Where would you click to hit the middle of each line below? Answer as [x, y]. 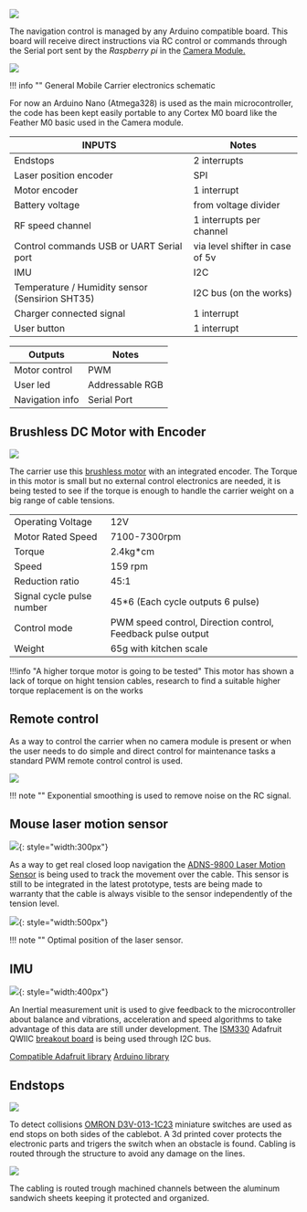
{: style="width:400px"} [64, 992]
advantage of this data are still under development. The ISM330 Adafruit [146, 1029]
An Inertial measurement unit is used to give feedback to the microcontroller [153, 1010]
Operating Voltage [53, 522]
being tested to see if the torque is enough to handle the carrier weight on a [152, 490]
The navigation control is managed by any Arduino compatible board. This [149, 31]
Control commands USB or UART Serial [98, 246]
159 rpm [129, 566]
